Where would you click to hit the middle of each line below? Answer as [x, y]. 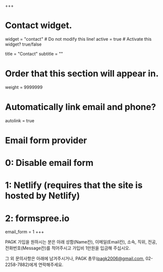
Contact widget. [39, 26]
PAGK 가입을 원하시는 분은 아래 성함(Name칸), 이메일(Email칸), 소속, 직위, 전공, [81, 242]
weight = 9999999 [24, 87]
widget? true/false [23, 44]
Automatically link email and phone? [81, 107]
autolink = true [20, 120]
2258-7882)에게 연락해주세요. [34, 265]
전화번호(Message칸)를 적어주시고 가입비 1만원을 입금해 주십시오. [68, 248]
